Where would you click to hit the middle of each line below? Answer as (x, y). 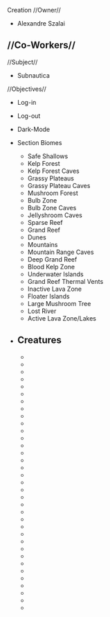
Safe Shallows (48, 156)
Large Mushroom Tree (59, 303)
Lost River (42, 311)
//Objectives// (27, 89)
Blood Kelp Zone (51, 267)
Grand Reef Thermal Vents (65, 281)
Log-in (27, 102)
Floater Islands (49, 296)
